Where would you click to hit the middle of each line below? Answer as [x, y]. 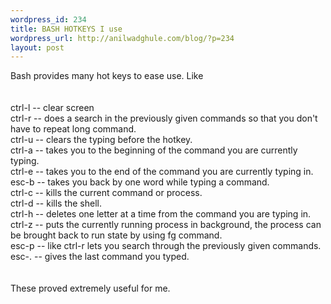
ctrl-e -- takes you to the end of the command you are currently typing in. [162, 172]
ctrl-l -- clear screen [52, 108]
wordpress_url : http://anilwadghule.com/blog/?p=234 [122, 38]
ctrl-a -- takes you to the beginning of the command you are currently [154, 150]
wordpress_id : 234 [48, 19]
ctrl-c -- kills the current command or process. [106, 193]
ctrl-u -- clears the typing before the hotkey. [101, 140]
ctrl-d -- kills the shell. [56, 203]
